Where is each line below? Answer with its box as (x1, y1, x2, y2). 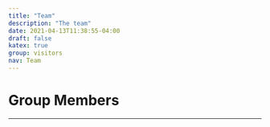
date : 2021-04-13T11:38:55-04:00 (8, 27, 121, 35)
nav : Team (8, 57, 42, 65)
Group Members (8, 92, 120, 109)
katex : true (8, 42, 48, 50)
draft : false (8, 34, 52, 43)
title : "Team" (8, 11, 56, 20)
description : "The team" (8, 19, 92, 27)
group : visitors (8, 49, 63, 57)
